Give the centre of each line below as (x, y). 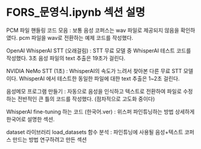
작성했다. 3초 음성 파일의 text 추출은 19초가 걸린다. (66, 58)
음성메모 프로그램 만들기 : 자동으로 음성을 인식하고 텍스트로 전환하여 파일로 (94, 91)
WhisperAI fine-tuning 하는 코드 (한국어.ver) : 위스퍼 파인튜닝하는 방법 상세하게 (101, 112)
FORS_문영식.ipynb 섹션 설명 (76, 12)
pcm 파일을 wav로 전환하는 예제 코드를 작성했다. (76, 37)
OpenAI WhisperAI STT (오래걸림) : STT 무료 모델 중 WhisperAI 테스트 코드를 (99, 50)
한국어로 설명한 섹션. (30, 119)
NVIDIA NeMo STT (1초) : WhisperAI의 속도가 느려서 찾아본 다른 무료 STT (94, 71)
